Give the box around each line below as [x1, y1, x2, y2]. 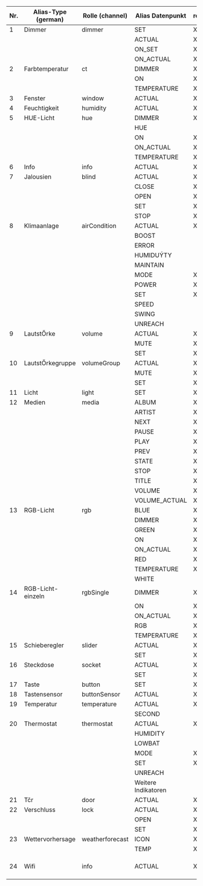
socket [81, 661, 101, 669]
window [81, 94, 105, 102]
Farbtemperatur [24, 65, 69, 73]
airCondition [81, 221, 117, 230]
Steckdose [24, 661, 54, 669]
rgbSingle [81, 588, 109, 596]
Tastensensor [24, 690, 63, 698]
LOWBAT [134, 739, 160, 747]
